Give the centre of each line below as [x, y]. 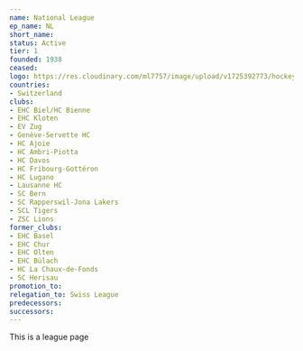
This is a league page [49, 337]
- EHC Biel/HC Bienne [50, 110]
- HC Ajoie [30, 143]
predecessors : [36, 303]
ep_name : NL [32, 26]
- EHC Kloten [34, 118]
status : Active [38, 43]
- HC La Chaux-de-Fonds [54, 270]
